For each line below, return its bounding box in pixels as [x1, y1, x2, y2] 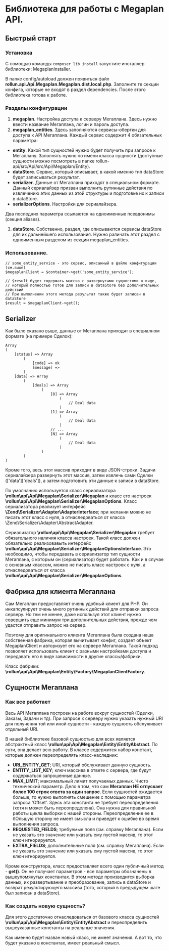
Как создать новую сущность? [5, 902, 86, 910]
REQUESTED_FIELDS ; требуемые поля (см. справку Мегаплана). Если [12, 826, 163, 832]
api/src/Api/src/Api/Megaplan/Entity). [12, 163, 91, 169]
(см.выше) [5, 265, 26, 271]
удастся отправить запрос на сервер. [5, 622, 87, 628]
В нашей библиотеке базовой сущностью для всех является [5, 736, 136, 742]
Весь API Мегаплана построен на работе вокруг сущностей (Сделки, [5, 710, 154, 716]
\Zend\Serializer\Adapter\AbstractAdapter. [5, 520, 94, 526]
